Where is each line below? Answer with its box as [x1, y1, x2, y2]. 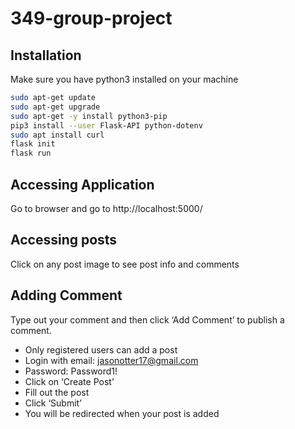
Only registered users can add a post [24, 343, 178, 356]
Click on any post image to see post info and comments [10, 258, 240, 270]
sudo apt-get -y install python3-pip [10, 111, 168, 121]
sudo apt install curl [10, 130, 105, 140]
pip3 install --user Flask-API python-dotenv [10, 120, 203, 131]
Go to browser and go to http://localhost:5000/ [10, 202, 203, 214]
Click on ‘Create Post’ [24, 375, 115, 387]
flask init [10, 139, 56, 149]
